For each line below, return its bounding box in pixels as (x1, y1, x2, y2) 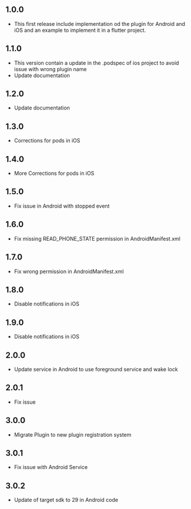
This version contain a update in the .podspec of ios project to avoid (14, 59, 179, 66)
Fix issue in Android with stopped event (14, 202, 110, 209)
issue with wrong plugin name (14, 65, 87, 72)
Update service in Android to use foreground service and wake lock (14, 365, 178, 372)
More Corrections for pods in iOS (14, 170, 95, 177)
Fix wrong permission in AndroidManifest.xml (14, 268, 124, 275)
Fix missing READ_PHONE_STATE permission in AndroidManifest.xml (14, 235, 180, 242)
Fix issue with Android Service (14, 464, 88, 471)
